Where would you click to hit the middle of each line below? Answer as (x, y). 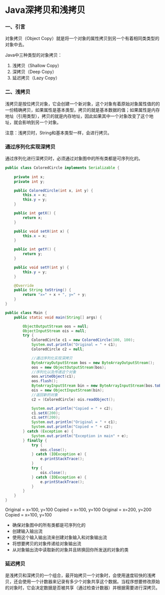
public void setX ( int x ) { (41, 231)
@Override (24, 285)
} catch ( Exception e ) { (48, 432)
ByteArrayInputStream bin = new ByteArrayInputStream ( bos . (93, 386)
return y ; (33, 254)
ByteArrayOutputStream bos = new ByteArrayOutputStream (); (93, 363)
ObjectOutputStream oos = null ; (56, 326)
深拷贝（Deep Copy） (34, 72)
